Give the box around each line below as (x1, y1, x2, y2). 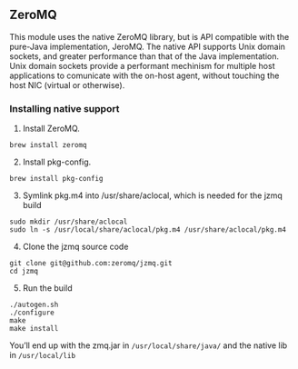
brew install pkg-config (9, 175, 104, 184)
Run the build (22, 283, 73, 294)
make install (9, 324, 59, 334)
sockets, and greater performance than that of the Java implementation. (9, 50, 280, 62)
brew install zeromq (9, 141, 88, 150)
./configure (9, 308, 55, 317)
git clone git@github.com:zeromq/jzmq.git (9, 259, 173, 268)
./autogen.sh (9, 300, 59, 310)
